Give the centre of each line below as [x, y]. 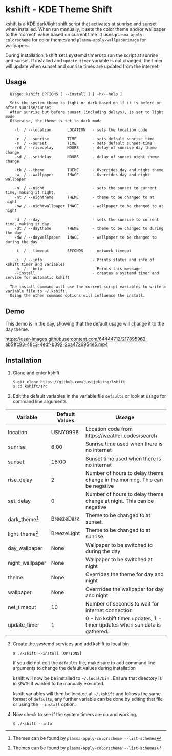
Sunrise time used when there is [124, 444]
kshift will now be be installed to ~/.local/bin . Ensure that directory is [87, 678]
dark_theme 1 [24, 519]
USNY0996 [65, 433]
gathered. [97, 632]
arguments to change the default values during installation [74, 668]
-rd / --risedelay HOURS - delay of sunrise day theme [86, 148]
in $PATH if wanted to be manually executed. [59, 684]
